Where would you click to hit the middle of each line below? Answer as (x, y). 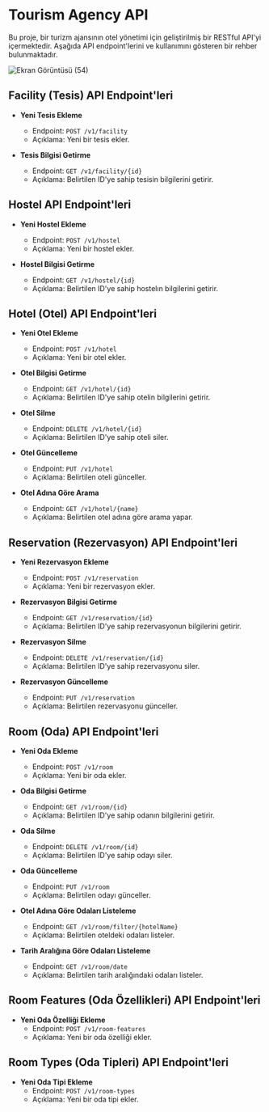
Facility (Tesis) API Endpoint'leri (91, 96)
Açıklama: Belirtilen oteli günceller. (89, 477)
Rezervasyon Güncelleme (64, 682)
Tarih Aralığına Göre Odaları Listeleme (85, 951)
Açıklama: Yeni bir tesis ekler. (81, 139)
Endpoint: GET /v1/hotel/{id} (82, 389)
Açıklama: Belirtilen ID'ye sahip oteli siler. (100, 438)
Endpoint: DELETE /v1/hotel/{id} (87, 429)
